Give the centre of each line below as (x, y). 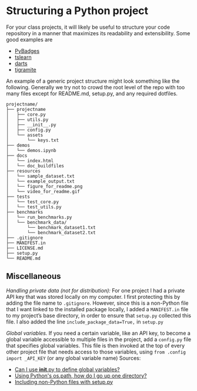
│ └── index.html (30, 161)
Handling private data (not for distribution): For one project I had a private (96, 290)
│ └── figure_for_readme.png (44, 186)
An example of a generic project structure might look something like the (93, 81)
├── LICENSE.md (25, 248)
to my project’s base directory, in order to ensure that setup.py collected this (98, 315)
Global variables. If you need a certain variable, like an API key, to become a (98, 333)
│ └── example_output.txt (41, 181)
